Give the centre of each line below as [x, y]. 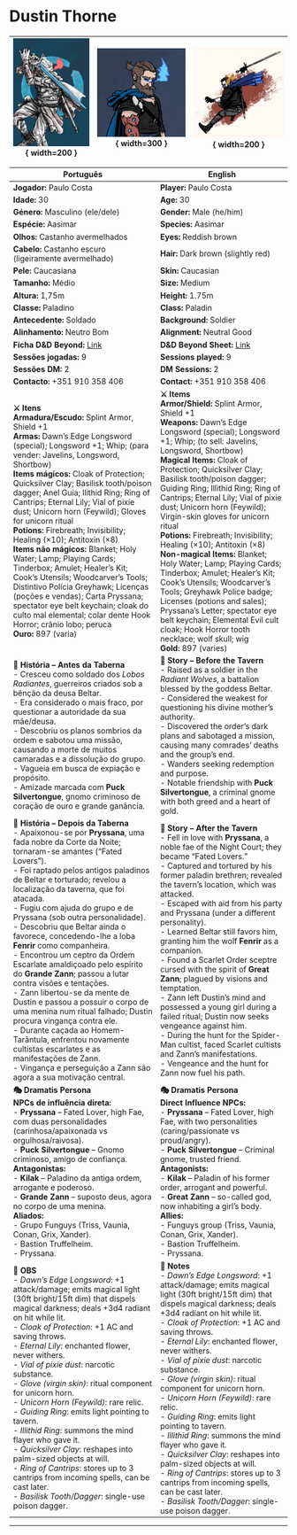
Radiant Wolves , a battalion [210, 678]
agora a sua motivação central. [69, 1077]
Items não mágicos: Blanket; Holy [75, 549]
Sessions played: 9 [196, 357]
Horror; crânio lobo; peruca [62, 624]
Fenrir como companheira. [61, 946]
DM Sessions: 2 [190, 369]
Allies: [172, 1216]
